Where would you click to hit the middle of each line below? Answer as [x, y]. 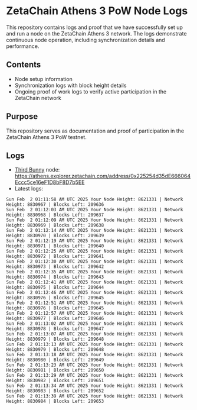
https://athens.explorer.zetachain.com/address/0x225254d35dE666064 [102, 176]
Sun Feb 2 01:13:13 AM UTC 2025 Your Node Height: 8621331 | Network [95, 344]
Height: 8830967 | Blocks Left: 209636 [55, 205]
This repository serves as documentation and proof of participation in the [95, 131]
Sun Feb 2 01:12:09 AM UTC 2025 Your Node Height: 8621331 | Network [95, 220]
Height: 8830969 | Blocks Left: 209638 [55, 225]
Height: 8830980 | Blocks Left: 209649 [55, 360]
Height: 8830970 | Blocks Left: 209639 [55, 236]
